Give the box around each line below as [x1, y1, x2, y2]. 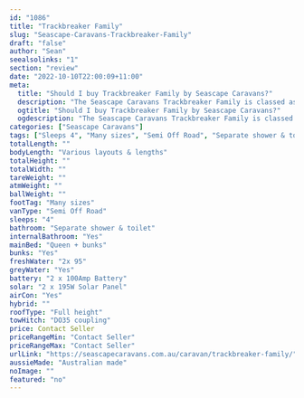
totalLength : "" [9, 139, 71, 148]
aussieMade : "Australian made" [9, 358, 128, 367]
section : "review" [9, 64, 79, 73]
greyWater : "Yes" [9, 266, 75, 275]
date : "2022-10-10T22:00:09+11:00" [9, 72, 144, 81]
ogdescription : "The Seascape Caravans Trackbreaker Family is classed [17, 114, 294, 123]
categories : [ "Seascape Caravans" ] [9, 123, 144, 132]
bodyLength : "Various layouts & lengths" [9, 147, 168, 156]
